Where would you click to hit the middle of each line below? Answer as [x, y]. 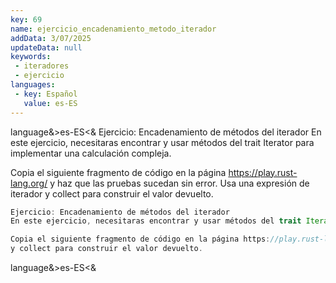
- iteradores [42, 66]
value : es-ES [50, 103]
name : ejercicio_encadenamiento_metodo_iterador [113, 29]
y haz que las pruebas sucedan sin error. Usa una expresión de [179, 183]
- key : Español [46, 94]
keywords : [31, 57]
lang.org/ [29, 183]
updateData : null [46, 47]
